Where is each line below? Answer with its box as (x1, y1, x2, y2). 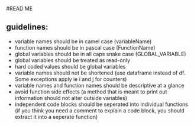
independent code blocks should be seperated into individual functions (14, 101, 188, 108)
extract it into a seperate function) (14, 113, 98, 120)
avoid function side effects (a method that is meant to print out (14, 88, 167, 95)
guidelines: (6, 22, 48, 32)
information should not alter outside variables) (14, 94, 128, 101)
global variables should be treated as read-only (14, 56, 131, 64)
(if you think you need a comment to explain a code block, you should (14, 106, 185, 114)
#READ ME (6, 5, 33, 12)
